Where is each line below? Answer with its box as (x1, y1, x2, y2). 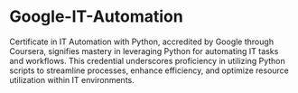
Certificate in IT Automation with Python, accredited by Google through (9, 36, 274, 47)
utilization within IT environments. (9, 74, 135, 85)
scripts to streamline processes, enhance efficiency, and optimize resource (9, 65, 289, 76)
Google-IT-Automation (9, 6, 183, 27)
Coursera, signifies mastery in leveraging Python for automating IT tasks (9, 45, 279, 56)
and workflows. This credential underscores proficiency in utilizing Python (9, 55, 286, 66)
